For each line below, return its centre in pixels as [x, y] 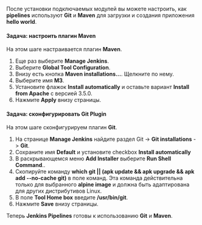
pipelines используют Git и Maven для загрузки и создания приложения [100, 15]
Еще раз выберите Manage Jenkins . [62, 61]
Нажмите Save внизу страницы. [57, 204]
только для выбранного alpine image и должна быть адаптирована [102, 185]
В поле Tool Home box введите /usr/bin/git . [71, 198]
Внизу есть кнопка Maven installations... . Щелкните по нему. [95, 74]
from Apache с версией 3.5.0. [54, 93]
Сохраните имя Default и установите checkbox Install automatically [103, 152]
